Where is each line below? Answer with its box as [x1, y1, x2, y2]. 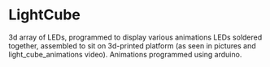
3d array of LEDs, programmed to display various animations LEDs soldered [8, 32, 263, 42]
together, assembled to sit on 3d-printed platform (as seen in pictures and [8, 40, 256, 50]
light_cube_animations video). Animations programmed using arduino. [8, 49, 242, 59]
